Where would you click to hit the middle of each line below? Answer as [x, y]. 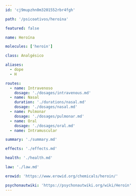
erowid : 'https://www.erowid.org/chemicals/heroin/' [62, 176]
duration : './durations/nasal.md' [50, 102]
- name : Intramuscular [33, 130]
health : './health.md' [29, 158]
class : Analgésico [24, 56]
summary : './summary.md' [31, 140]
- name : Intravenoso [31, 88]
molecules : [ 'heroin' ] [29, 47]
